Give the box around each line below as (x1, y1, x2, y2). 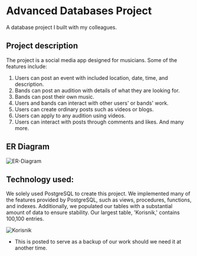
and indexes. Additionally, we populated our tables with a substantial (6, 203, 173, 210)
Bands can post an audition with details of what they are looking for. (14, 87, 180, 94)
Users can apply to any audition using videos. (14, 112, 126, 119)
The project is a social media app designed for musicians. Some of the (6, 56, 178, 63)
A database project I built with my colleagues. (6, 24, 117, 31)
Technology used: (6, 174, 74, 184)
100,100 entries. (6, 215, 44, 222)
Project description (6, 41, 78, 51)
